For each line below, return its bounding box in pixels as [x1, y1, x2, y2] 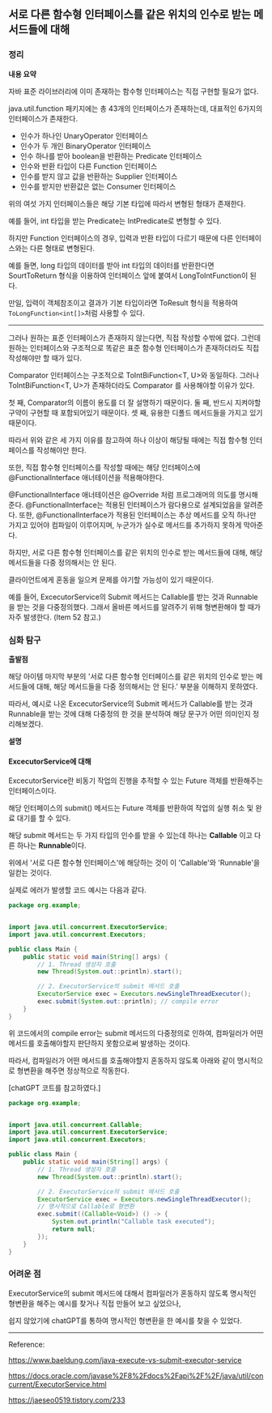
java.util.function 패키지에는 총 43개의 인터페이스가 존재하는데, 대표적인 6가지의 [8, 104, 263, 113]
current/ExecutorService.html [8, 1379, 107, 1389]
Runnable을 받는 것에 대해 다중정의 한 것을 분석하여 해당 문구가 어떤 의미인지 [8, 709, 251, 718]
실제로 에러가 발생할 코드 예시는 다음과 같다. [8, 885, 147, 895]
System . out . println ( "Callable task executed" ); [51, 1218, 216, 1226]
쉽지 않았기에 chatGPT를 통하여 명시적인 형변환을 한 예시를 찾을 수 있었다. [8, 1315, 243, 1326]
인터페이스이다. [8, 786, 57, 796]
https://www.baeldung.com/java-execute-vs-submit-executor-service [8, 1355, 242, 1364]
